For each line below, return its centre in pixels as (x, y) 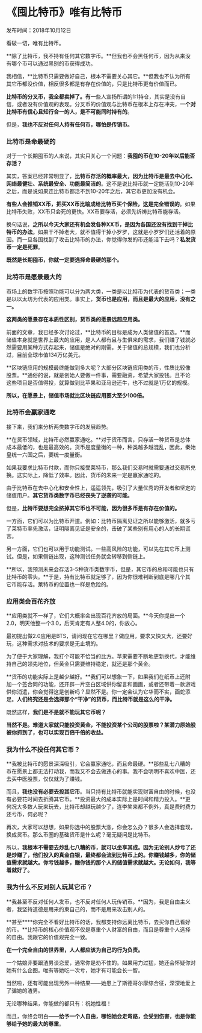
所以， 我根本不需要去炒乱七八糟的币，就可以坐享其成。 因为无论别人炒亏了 (98, 847)
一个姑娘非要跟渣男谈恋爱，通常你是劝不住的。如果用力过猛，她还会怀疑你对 (101, 962)
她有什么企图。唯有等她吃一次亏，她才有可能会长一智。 (75, 970)
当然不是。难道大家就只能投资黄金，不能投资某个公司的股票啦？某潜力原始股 (101, 725)
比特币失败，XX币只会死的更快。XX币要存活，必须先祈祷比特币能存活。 (95, 212)
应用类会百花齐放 (31, 601)
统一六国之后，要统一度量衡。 (48, 454)
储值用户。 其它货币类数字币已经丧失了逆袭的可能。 (69, 495)
